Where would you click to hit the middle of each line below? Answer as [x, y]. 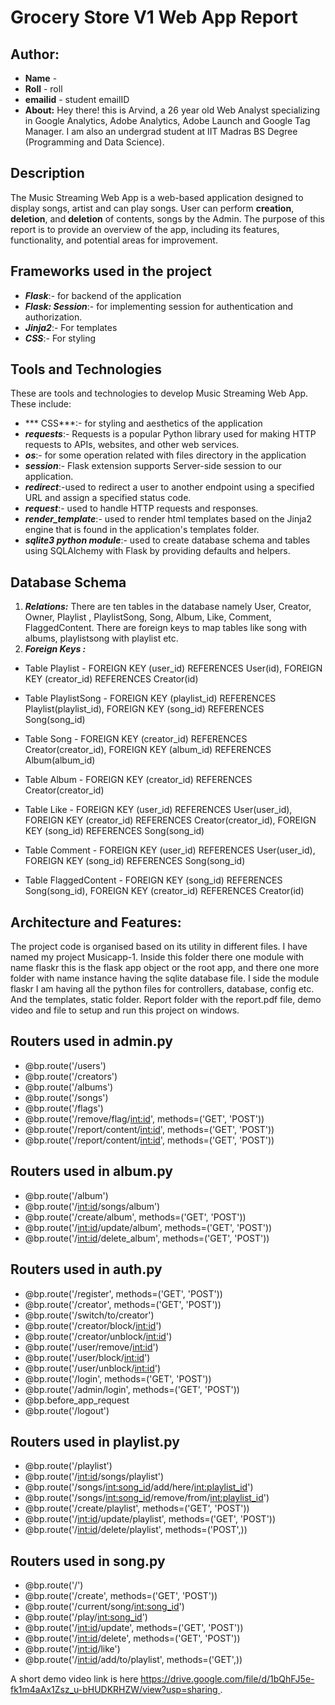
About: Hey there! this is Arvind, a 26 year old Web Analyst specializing [172, 110]
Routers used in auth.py [86, 1269]
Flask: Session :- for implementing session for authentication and [159, 306]
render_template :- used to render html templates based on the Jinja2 [168, 519]
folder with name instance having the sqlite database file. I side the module [165, 978]
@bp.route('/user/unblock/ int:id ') [93, 1368]
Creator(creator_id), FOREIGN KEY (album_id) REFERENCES [148, 750]
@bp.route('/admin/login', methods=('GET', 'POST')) [132, 1389]
